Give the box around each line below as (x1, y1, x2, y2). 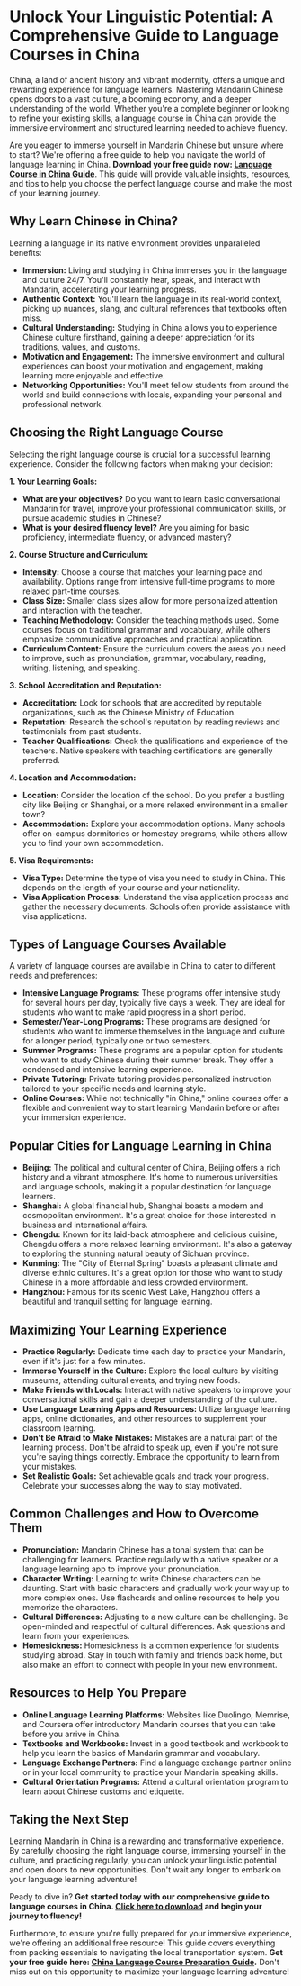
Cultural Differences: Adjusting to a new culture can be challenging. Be (22, 1611, 288, 1622)
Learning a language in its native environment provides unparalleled (9, 237, 261, 249)
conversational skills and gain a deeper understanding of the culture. (22, 1394, 278, 1405)
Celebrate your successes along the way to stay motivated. (22, 1480, 243, 1490)
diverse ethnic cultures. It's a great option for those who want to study (22, 1268, 283, 1279)
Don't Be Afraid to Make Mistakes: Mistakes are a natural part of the (22, 1433, 278, 1443)
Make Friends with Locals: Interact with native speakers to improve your (22, 1385, 292, 1395)
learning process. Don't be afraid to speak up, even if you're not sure (22, 1442, 279, 1453)
